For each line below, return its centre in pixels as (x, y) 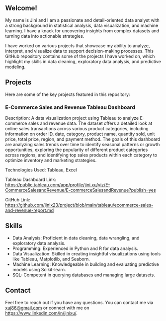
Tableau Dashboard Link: (31, 179)
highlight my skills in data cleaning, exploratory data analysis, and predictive (83, 61)
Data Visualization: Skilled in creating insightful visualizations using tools (86, 253)
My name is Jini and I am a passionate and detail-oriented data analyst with (83, 20)
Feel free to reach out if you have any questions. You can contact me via (79, 302)
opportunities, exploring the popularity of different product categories (77, 150)
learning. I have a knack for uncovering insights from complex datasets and (82, 31)
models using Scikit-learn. (39, 269)
